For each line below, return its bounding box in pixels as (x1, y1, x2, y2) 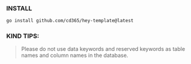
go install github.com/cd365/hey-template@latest (6, 18, 134, 24)
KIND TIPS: (6, 32, 39, 40)
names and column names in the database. (21, 52, 129, 59)
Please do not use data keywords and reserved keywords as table (21, 45, 186, 53)
